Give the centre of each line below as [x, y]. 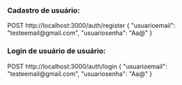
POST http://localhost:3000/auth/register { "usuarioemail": [91, 26]
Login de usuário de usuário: [56, 51]
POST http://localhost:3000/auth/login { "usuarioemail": [87, 66]
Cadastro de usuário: [44, 10]
